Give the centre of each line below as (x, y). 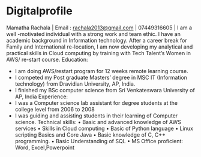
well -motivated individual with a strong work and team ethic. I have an (94, 34)
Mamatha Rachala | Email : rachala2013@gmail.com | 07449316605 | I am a (99, 28)
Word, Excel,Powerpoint (45, 147)
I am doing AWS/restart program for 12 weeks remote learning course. (101, 71)
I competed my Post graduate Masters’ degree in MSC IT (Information (101, 77)
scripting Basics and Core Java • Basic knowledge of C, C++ (90, 135)
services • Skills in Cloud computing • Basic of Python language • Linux (104, 128)
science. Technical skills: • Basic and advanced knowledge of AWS (98, 122)
